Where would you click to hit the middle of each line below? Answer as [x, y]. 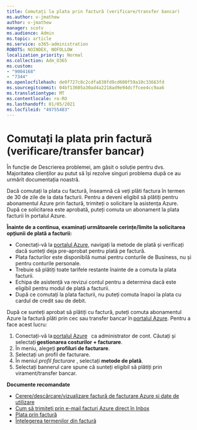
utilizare [25, 402]
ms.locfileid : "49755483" [38, 110]
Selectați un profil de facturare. [53, 354]
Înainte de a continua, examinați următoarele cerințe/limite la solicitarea [96, 227]
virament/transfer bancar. [46, 373]
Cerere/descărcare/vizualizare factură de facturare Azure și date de [97, 396]
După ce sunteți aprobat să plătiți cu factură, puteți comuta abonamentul [94, 312]
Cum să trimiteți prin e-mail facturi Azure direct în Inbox [82, 408]
